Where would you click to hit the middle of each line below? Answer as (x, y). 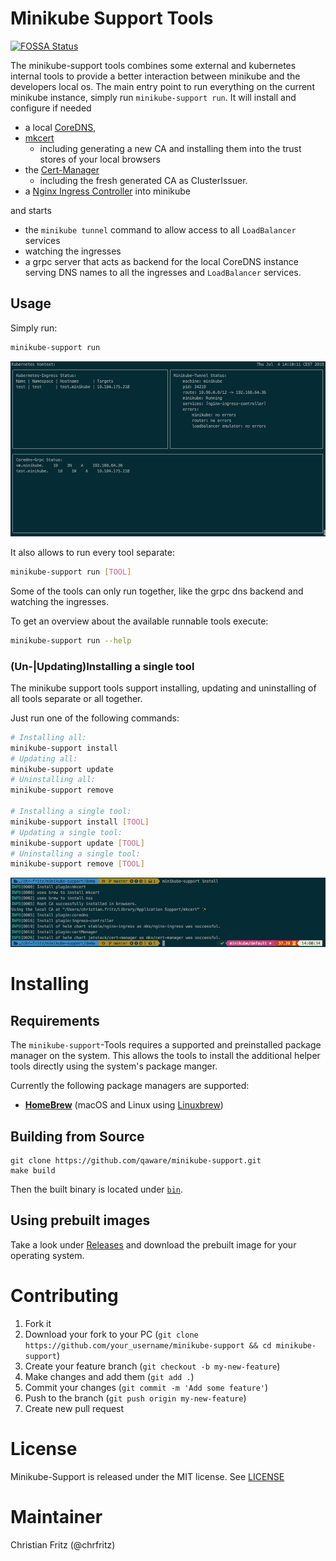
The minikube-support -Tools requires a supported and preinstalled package (166, 1045)
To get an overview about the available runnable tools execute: (139, 621)
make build (33, 1171)
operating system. (47, 1255)
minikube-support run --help (71, 640)
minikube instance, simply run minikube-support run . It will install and (153, 97)
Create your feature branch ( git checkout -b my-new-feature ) (152, 1366)
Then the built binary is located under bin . (97, 1189)
